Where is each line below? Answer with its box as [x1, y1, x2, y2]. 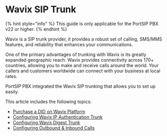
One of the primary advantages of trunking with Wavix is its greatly [5, 51, 147, 57]
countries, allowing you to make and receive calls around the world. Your [5, 62, 159, 68]
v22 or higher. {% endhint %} [5, 26, 68, 32]
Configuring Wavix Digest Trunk [12, 119, 80, 125]
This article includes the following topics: [5, 99, 92, 105]
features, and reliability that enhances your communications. [5, 41, 133, 47]
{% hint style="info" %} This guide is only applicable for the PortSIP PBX [5, 21, 159, 27]
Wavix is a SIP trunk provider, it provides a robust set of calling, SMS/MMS [5, 36, 162, 42]
